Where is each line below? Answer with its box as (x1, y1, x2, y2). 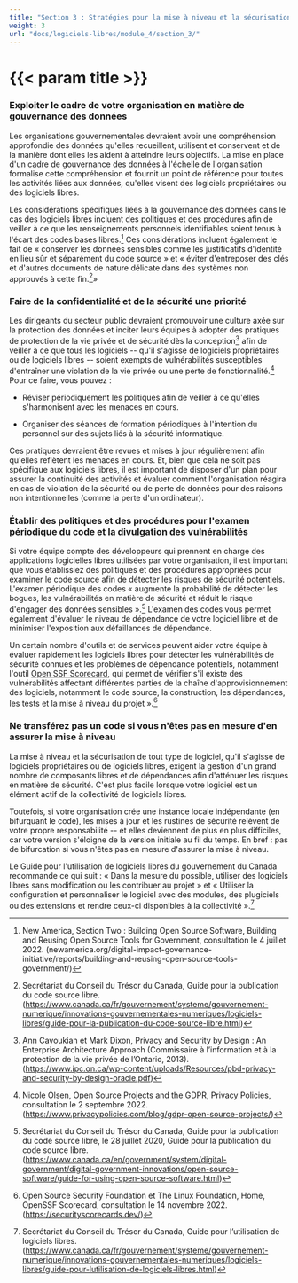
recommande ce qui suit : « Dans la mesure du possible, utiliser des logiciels (9, 870, 288, 880)
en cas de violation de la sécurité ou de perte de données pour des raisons (9, 482, 284, 493)
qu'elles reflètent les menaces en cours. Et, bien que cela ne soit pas (9, 454, 261, 465)
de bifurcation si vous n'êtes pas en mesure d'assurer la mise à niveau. (9, 843, 269, 854)
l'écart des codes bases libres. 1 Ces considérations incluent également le (9, 232, 278, 245)
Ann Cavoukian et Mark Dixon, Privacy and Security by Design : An (21, 1035, 267, 1046)
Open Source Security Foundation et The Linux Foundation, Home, (21, 1190, 266, 1201)
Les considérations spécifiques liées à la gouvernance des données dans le (9, 204, 286, 215)
